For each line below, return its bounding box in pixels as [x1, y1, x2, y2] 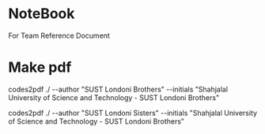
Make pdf [8, 58, 72, 76]
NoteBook [8, 5, 75, 23]
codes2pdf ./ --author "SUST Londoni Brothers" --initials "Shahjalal [8, 84, 228, 94]
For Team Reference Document [8, 31, 111, 40]
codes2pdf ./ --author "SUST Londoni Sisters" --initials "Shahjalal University [8, 108, 258, 117]
